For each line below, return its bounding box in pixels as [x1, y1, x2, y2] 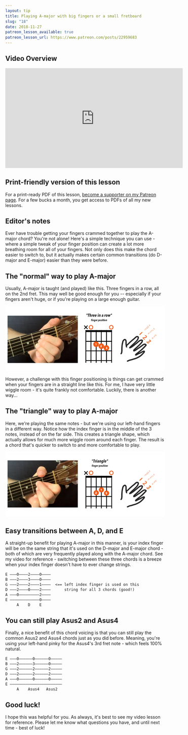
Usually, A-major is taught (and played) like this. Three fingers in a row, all [5, 286, 159, 292]
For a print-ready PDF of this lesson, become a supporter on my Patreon [5, 191, 156, 197]
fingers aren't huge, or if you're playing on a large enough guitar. [5, 296, 140, 302]
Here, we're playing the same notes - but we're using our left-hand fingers [5, 420, 161, 426]
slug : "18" [5, 19, 28, 24]
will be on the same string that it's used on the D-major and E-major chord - [5, 545, 164, 551]
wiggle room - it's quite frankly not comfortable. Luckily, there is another [5, 387, 157, 393]
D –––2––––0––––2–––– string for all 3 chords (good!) [5, 587, 135, 592]
